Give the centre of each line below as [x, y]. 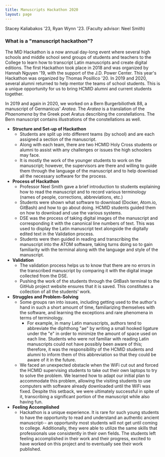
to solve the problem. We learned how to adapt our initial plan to [85, 375]
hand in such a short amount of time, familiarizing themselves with [87, 307]
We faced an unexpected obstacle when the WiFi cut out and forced [89, 365]
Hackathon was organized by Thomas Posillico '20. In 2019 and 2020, [76, 78]
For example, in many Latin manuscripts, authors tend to [84, 323]
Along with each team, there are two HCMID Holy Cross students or [88, 144]
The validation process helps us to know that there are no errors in [87, 265]
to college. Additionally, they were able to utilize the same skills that [88, 428]
